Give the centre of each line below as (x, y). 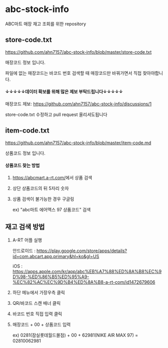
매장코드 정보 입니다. (25, 62)
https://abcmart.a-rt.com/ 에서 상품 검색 (52, 177)
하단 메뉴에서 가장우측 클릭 (39, 292)
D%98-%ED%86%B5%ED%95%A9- (51, 277)
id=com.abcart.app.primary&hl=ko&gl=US (56, 256)
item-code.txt (27, 131)
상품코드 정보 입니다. (25, 153)
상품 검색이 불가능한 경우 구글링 (43, 199)
